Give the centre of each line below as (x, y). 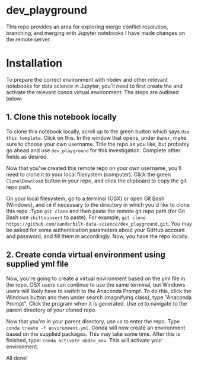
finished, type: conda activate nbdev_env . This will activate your (84, 340)
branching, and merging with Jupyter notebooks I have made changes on (96, 33)
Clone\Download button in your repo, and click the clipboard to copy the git (96, 181)
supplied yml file (38, 264)
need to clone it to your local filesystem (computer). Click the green (89, 174)
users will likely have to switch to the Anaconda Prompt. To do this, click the (99, 291)
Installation (34, 63)
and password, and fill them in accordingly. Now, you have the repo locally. (98, 236)
